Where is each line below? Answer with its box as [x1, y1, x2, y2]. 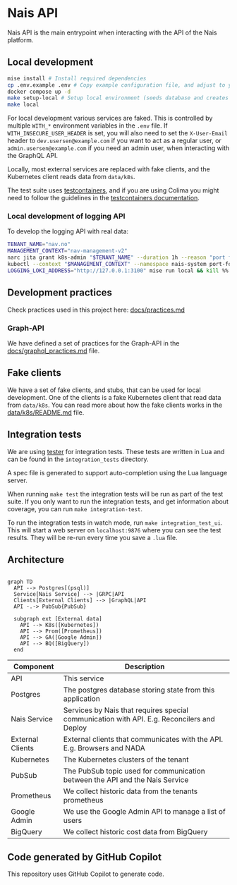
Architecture [7, 554, 65, 566]
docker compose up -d [7, 88, 71, 95]
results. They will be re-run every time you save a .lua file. [7, 533, 178, 542]
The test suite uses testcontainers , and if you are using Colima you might [7, 186, 219, 195]
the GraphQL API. [7, 152, 59, 160]
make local [7, 101, 39, 109]
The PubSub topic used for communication [63, 767, 206, 776]
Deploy [63, 723, 87, 733]
